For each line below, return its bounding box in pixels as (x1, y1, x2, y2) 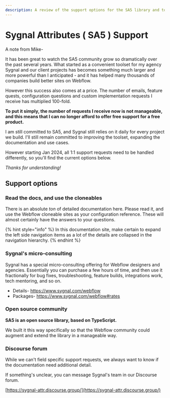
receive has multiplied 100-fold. (5, 98, 71, 104)
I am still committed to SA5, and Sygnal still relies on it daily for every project (5, 128, 165, 135)
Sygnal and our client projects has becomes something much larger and (5, 67, 155, 73)
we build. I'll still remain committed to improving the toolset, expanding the (5, 134, 160, 140)
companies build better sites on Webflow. (5, 77, 92, 84)
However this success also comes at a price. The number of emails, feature (5, 87, 163, 93)
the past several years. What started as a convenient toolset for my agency (5, 61, 162, 68)
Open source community (5, 306, 68, 313)
